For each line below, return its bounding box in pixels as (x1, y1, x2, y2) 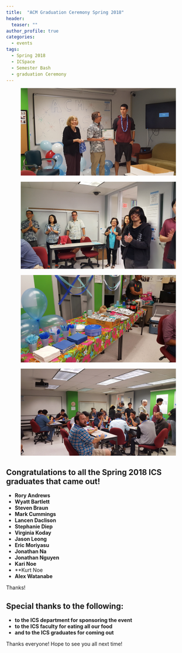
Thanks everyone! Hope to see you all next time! (6, 641, 123, 647)
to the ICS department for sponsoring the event (14, 617, 133, 623)
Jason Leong (14, 535, 47, 542)
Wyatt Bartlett (14, 498, 50, 506)
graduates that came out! (6, 476, 101, 486)
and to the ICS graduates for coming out (14, 629, 114, 636)
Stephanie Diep (14, 523, 53, 530)
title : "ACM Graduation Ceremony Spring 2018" (6, 9, 125, 15)
